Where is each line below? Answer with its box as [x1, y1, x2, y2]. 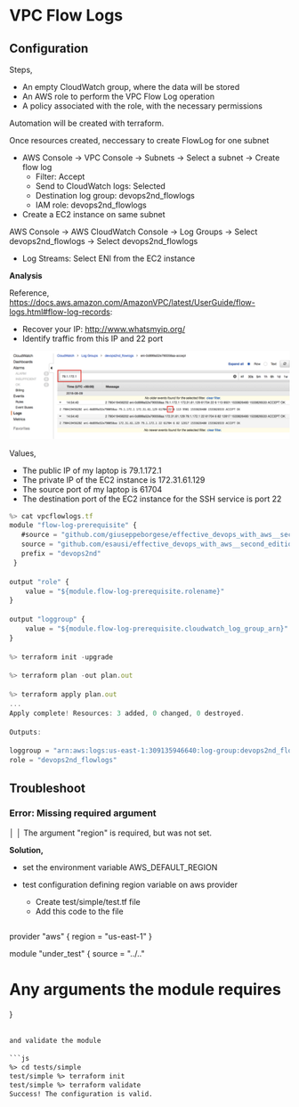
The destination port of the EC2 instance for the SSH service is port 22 [21, 493, 282, 504]
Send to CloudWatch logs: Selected [35, 181, 166, 191]
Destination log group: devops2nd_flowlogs [35, 191, 196, 200]
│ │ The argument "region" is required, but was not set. [9, 827, 212, 838]
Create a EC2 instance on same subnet [21, 209, 166, 219]
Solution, [9, 844, 44, 855]
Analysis [9, 271, 43, 281]
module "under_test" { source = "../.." [9, 948, 145, 958]
